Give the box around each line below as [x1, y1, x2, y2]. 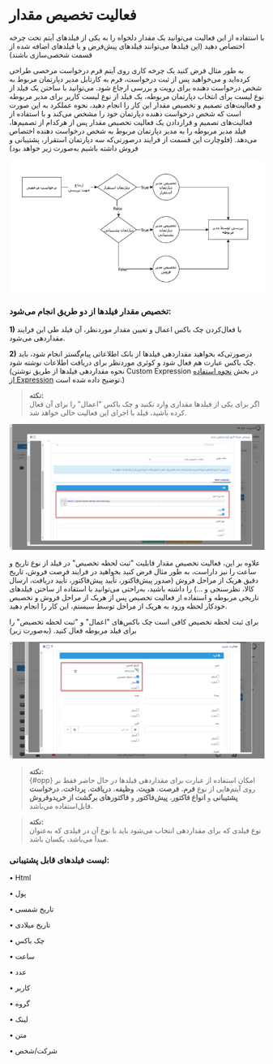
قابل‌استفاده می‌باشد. [28, 802, 93, 811]
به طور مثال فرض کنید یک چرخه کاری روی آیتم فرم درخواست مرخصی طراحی [9, 65, 245, 75]
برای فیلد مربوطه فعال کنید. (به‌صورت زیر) [9, 625, 137, 635]
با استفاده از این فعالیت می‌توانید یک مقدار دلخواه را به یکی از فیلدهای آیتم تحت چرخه [9, 32, 265, 42]
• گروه [9, 999, 31, 1009]
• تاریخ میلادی [9, 920, 51, 930]
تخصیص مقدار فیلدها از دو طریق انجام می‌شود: [9, 306, 172, 318]
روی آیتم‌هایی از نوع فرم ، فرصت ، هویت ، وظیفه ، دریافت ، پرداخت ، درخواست [28, 784, 256, 794]
